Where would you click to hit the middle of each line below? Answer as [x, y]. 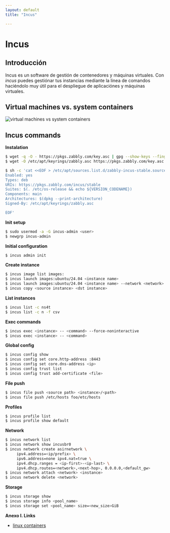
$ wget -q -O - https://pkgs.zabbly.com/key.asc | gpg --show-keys [78, 157]
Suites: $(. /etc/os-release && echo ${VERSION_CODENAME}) [69, 189]
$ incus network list [28, 440]
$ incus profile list [28, 416]
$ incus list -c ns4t [28, 307]
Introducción [26, 63]
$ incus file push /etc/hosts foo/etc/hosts [53, 397]
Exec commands [23, 322]
